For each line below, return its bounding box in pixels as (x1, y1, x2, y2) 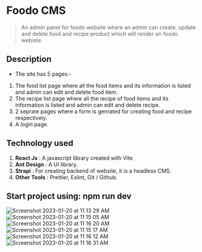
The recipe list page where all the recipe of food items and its (15, 94, 169, 102)
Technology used (6, 138, 74, 148)
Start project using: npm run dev (6, 191, 132, 201)
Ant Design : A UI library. (15, 161, 78, 168)
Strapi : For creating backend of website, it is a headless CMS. (15, 167, 172, 174)
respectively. (15, 114, 47, 121)
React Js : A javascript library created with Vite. (15, 154, 135, 161)
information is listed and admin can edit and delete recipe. (15, 101, 161, 108)
